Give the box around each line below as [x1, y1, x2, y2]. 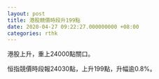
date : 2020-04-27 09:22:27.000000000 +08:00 [7, 23, 139, 30]
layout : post [7, 10, 46, 17]
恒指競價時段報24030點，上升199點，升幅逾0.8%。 [7, 64, 156, 73]
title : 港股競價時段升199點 [7, 17, 81, 24]
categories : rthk [7, 29, 58, 37]
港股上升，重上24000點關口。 [7, 50, 95, 58]
